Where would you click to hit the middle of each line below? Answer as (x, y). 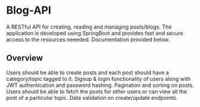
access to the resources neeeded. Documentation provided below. (88, 39)
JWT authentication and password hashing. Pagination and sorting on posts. (100, 85)
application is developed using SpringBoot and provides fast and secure (95, 33)
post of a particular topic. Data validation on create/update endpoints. (92, 97)
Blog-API (29, 10)
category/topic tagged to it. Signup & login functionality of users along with (99, 78)
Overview (25, 58)
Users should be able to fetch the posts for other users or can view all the (97, 91)
